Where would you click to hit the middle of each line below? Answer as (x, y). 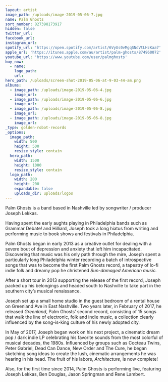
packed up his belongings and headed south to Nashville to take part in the (83, 285)
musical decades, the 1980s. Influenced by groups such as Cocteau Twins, (83, 343)
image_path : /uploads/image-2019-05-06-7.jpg (54, 15)
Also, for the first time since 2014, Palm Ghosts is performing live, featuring (83, 369)
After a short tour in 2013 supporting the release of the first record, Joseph (83, 280)
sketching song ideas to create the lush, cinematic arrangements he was (81, 353)
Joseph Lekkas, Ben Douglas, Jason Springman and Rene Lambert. (75, 374)
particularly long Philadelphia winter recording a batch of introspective (78, 260)
